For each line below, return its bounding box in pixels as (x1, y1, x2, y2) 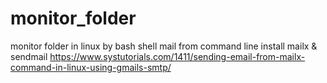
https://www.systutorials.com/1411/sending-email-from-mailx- (49, 50, 306, 62)
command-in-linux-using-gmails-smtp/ (10, 61, 172, 73)
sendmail (10, 50, 48, 62)
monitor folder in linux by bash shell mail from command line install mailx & (10, 40, 318, 52)
